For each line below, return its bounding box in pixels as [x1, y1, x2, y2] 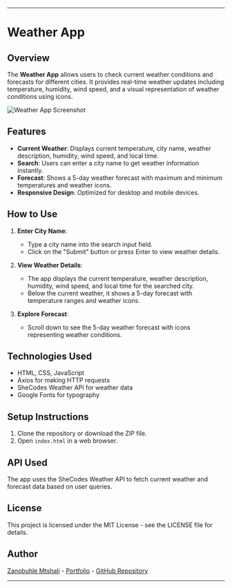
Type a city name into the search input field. [27, 240, 153, 248]
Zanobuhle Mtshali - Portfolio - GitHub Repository [7, 567, 148, 575]
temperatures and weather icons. [17, 181, 112, 189]
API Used [7, 457, 48, 468]
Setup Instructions [7, 411, 89, 423]
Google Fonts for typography [17, 391, 100, 399]
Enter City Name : [17, 226, 68, 235]
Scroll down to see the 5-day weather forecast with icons [27, 323, 191, 331]
